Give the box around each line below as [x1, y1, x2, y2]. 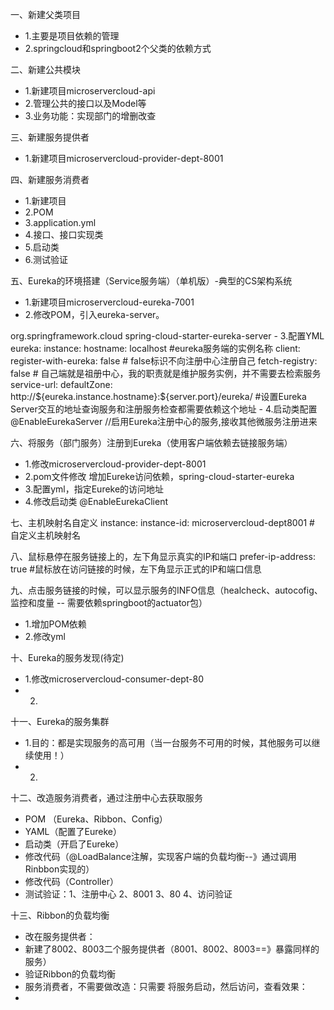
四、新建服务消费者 [10, 174, 90, 185]
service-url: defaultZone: [10, 379, 113, 390]
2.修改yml [24, 631, 66, 642]
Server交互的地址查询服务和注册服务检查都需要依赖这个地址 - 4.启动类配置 [10, 403, 318, 415]
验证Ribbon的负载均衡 [24, 968, 117, 980]
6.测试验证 [24, 254, 69, 265]
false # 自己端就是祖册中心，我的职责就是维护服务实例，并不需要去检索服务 [10, 368, 322, 379]
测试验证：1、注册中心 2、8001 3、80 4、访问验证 [24, 888, 233, 900]
